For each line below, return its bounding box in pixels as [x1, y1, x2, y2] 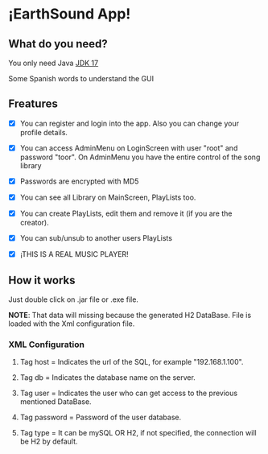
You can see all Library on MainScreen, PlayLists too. [19, 192, 196, 202]
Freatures [8, 97, 58, 111]
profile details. [19, 127, 68, 137]
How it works [8, 273, 76, 287]
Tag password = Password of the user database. [19, 412, 182, 423]
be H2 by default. [19, 436, 78, 447]
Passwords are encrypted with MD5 [19, 176, 139, 186]
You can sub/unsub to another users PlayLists [19, 233, 173, 243]
